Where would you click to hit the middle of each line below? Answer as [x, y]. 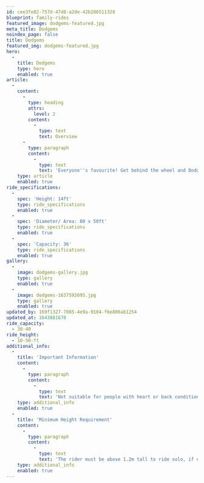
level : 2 [44, 114]
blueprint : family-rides [38, 18]
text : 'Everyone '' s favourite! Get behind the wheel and [112, 171]
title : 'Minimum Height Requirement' [65, 420]
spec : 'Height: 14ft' [44, 199]
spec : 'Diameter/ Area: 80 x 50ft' [62, 222]
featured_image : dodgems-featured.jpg [55, 23]
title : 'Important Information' [58, 358]
